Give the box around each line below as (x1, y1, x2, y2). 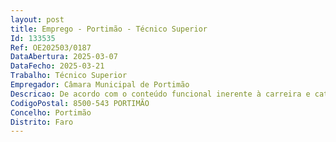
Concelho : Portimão (10, 107, 92, 118)
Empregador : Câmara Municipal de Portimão (10, 80, 190, 90)
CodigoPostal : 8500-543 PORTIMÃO (10, 98, 150, 108)
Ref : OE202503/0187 (10, 42, 92, 53)
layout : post (10, 14, 65, 25)
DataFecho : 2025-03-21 (10, 61, 105, 71)
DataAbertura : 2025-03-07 (10, 52, 118, 62)
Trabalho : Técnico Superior (10, 71, 128, 81)
